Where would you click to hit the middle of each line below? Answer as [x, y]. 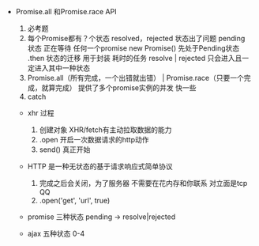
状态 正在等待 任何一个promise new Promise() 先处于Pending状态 [133, 48]
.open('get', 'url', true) [75, 201]
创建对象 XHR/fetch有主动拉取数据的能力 [105, 130]
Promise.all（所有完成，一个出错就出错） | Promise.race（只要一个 [136, 78]
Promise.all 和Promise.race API [66, 11]
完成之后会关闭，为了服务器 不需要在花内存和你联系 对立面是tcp [143, 183]
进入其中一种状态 [62, 68]
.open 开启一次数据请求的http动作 [94, 140]
